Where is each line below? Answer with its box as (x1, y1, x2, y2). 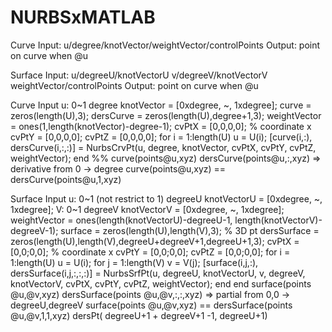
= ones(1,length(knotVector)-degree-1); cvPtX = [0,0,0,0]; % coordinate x (10, 120, 312, 132)
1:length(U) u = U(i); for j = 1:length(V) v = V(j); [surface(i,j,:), (10, 256, 259, 268)
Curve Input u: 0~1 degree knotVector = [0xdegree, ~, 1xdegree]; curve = (10, 99, 312, 111)
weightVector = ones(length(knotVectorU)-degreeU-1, (10, 214, 233, 226)
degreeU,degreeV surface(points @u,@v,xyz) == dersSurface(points (10, 299, 293, 311)
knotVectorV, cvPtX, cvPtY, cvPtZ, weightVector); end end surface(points (10, 277, 312, 290)
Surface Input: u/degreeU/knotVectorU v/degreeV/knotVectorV (10, 69, 268, 81)
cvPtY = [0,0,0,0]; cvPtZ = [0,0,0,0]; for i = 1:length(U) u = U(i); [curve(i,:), (10, 131, 313, 143)
